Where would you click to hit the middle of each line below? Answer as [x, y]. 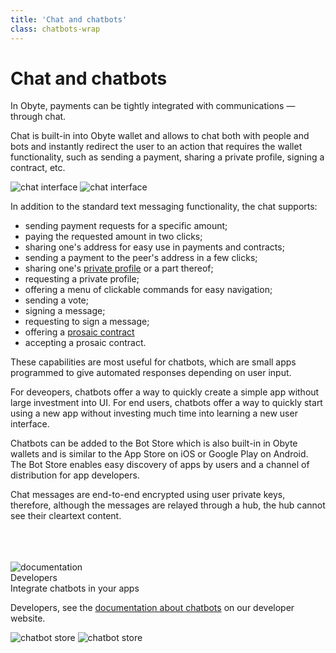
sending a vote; [56, 300]
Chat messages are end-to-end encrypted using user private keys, [148, 495]
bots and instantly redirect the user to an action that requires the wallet [156, 147]
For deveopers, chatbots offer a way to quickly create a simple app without [165, 392]
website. [28, 618]
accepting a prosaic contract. [85, 343]
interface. [30, 424]
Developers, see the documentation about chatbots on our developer [152, 608]
